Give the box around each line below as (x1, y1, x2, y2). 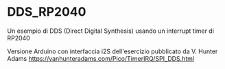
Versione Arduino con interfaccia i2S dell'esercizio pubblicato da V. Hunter (7, 47, 218, 55)
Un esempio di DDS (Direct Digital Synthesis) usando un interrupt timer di (7, 27, 215, 35)
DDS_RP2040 (7, 4, 86, 20)
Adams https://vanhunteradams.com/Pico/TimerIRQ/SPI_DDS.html (7, 54, 194, 62)
